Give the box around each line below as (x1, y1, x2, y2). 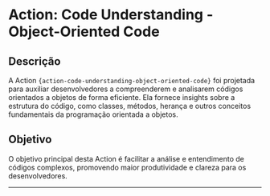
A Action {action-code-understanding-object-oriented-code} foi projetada (8, 76, 256, 85)
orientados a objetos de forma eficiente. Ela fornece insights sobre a (8, 93, 235, 102)
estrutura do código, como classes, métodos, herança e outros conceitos (8, 102, 252, 110)
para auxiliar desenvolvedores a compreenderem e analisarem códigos (8, 84, 243, 94)
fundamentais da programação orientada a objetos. (8, 110, 178, 119)
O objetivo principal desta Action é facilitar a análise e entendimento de (8, 154, 245, 163)
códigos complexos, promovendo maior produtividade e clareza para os (8, 162, 247, 172)
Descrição (8, 54, 61, 68)
